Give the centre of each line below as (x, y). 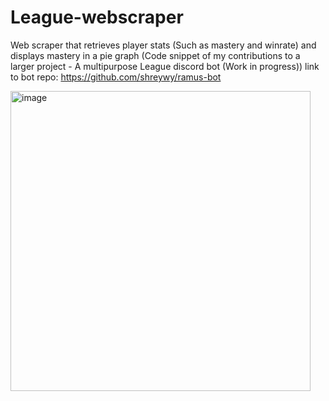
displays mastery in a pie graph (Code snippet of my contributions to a (155, 55)
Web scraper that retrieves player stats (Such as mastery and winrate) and (163, 45)
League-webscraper (97, 17)
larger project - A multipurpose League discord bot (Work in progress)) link (165, 66)
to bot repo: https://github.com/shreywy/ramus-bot (116, 77)
